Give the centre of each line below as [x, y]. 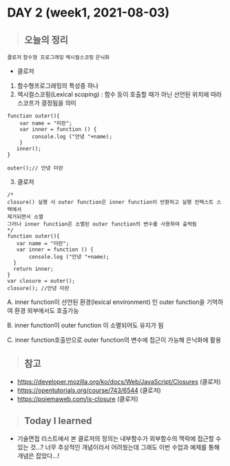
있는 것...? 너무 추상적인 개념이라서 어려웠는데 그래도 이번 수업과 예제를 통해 [118, 447]
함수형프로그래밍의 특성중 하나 [57, 85]
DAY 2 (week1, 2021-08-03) [88, 13]
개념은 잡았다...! [38, 456]
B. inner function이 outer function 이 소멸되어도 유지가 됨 [85, 325]
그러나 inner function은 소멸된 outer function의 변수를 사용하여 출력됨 [102, 224]
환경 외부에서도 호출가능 [46, 311]
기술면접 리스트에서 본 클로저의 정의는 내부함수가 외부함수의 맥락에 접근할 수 [119, 438]
